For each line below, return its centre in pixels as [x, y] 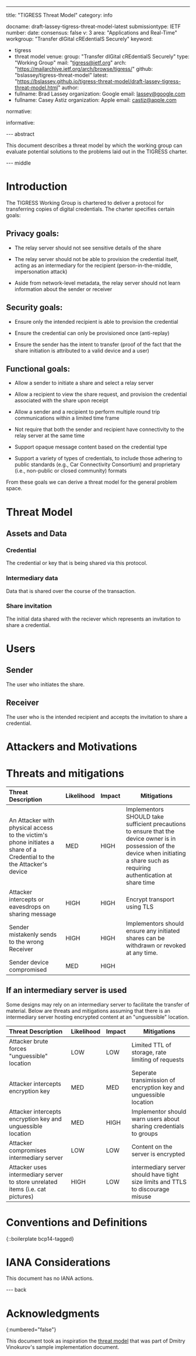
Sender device [29, 962]
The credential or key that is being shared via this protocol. [77, 563]
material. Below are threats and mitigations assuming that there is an [88, 1011]
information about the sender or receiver [63, 289]
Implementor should [159, 1111]
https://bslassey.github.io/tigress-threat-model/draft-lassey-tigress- [99, 81]
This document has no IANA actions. [50, 1278]
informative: [20, 123]
